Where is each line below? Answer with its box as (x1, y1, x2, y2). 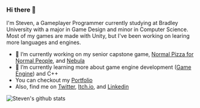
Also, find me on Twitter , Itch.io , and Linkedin (15, 83, 129, 90)
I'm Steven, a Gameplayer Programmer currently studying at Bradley (6, 20, 179, 27)
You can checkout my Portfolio (15, 76, 93, 84)
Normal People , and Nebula (15, 57, 85, 65)
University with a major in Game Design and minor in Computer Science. (6, 26, 188, 33)
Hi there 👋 (6, 5, 37, 14)
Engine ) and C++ (15, 70, 59, 77)
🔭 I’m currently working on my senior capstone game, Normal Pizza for (15, 51, 194, 58)
